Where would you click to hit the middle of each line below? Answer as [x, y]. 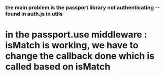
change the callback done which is [80, 56]
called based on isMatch [58, 67]
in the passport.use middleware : [76, 35]
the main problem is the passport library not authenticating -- [82, 8]
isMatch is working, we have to [72, 46]
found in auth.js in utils [34, 14]
